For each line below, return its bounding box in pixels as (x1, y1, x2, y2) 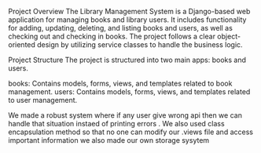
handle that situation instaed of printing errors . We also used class (8, 119, 226, 128)
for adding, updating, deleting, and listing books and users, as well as (8, 24, 233, 32)
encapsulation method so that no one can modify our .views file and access (8, 127, 254, 137)
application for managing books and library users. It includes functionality (8, 15, 247, 24)
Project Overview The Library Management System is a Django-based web (8, 7, 251, 16)
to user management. (8, 96, 78, 104)
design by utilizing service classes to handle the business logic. (36, 40, 243, 49)
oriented (8, 40, 35, 49)
